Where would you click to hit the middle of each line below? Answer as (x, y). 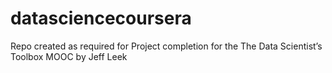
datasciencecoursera (101, 18)
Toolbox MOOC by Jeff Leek (69, 56)
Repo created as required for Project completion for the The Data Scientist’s (166, 46)
